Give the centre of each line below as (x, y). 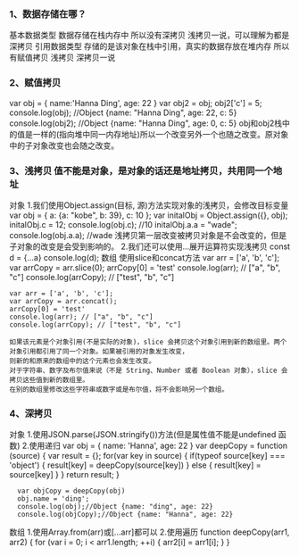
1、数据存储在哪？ (48, 13)
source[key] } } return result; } (65, 475)
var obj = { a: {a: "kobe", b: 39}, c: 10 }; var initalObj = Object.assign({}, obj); (149, 215)
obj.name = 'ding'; (54, 499)
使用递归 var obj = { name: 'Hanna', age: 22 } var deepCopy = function (158, 446)
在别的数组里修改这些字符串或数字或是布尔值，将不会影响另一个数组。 (119, 389)
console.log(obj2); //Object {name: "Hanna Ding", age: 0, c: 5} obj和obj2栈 (146, 123)
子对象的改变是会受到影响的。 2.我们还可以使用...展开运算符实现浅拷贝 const (150, 246)
